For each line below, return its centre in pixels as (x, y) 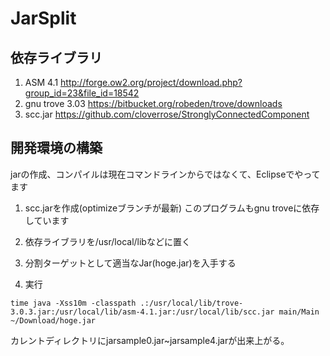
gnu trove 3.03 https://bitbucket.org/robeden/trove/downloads (153, 103)
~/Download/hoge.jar (53, 320)
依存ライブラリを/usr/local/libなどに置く (107, 241)
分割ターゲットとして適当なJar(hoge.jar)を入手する (130, 263)
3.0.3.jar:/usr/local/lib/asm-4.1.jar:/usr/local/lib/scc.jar (142, 312)
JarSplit (43, 18)
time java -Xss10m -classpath (73, 303)
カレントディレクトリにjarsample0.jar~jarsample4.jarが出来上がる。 (150, 340)
